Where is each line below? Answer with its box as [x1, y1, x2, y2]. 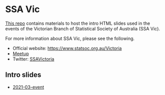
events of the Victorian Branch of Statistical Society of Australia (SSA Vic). [5, 25, 160, 31]
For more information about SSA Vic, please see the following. [5, 35, 135, 41]
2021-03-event [12, 84, 45, 90]
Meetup [12, 51, 29, 57]
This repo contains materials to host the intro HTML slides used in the [5, 20, 150, 26]
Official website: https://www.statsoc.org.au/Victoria [12, 45, 122, 51]
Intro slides [5, 71, 42, 79]
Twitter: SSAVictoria [12, 56, 55, 62]
